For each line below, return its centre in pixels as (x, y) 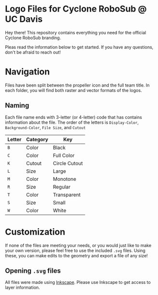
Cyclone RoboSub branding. (33, 38)
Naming (17, 106)
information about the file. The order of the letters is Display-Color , (72, 122)
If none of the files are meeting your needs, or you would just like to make (78, 245)
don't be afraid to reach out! (33, 52)
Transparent (67, 194)
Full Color (64, 155)
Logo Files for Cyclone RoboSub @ (76, 9)
